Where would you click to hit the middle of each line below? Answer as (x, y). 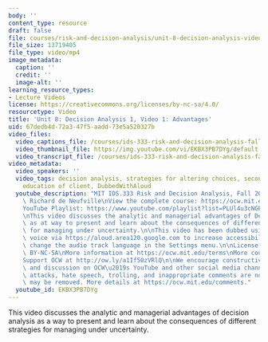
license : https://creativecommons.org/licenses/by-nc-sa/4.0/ (114, 104)
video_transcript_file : (55, 156)
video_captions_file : (51, 142)
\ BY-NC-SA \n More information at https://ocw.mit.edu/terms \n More (135, 253)
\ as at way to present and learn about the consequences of (126, 223)
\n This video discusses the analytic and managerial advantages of (137, 216)
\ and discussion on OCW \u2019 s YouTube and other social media (132, 268)
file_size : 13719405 (43, 45)
